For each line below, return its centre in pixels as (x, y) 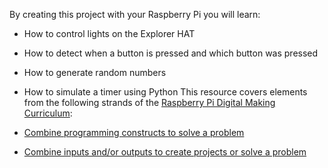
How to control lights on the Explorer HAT (109, 33)
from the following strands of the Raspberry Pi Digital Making (149, 102)
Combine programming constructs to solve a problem (134, 132)
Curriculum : (48, 113)
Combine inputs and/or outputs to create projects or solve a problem (165, 152)
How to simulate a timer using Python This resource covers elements (165, 92)
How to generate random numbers (95, 72)
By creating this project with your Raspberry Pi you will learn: (135, 14)
